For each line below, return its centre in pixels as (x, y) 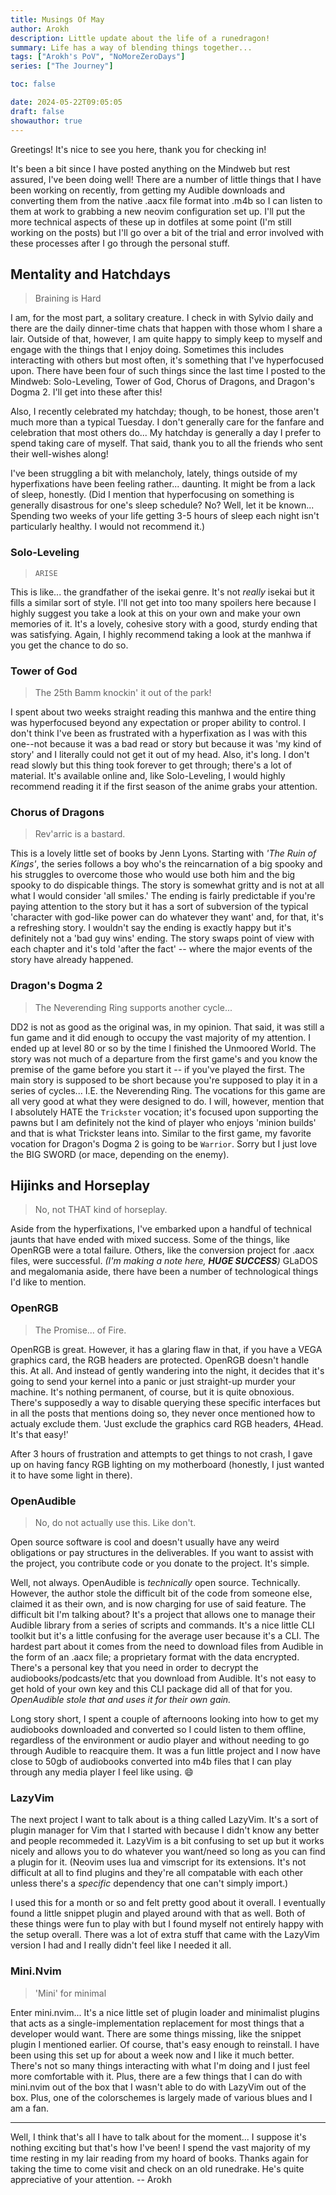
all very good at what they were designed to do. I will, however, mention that (167, 1101)
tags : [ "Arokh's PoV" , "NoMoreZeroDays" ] (98, 57)
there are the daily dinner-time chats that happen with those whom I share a (166, 328)
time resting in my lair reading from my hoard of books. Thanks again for (159, 2158)
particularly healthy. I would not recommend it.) (108, 527)
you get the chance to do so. (69, 645)
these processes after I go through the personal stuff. (120, 243)
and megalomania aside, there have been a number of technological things (164, 1272)
